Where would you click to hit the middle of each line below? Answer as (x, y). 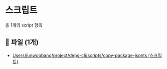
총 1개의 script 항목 (24, 25)
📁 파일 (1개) (22, 42)
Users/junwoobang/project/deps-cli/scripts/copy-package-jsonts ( (81, 55)
